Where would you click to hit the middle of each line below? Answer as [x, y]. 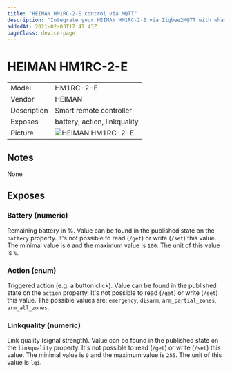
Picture [22, 133]
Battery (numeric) [38, 216]
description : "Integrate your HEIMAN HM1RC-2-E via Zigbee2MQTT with [109, 20]
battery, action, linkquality [97, 122]
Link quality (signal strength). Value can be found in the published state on [113, 341]
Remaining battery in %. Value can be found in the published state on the [111, 230]
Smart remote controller [94, 111]
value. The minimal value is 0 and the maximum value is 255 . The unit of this [115, 355]
